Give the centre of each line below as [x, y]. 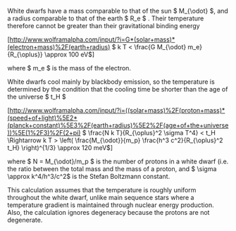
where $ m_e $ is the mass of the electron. [69, 68]
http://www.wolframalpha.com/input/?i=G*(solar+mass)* [92, 39]
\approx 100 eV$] [70, 54]
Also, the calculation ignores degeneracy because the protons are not [108, 212]
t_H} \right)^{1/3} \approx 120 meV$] [60, 148]
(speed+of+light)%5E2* [43, 118]
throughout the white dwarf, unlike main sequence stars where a [101, 198]
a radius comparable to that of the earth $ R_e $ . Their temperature [106, 18]
